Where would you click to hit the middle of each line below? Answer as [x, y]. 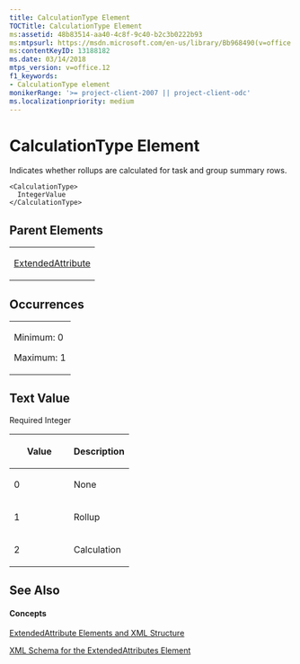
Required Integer [40, 420]
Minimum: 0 [39, 337]
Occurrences [47, 304]
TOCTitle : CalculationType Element [76, 26]
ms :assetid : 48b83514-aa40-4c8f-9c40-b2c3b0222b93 [106, 34]
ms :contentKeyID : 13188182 [60, 51]
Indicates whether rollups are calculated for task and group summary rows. [148, 171]
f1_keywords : [34, 76]
